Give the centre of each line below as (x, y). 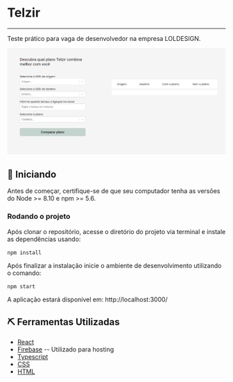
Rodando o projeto (39, 217)
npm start (21, 286)
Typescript (33, 357)
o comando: (24, 273)
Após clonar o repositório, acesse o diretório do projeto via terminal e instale (116, 231)
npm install (24, 252)
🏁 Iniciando (32, 174)
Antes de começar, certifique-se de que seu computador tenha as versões (114, 191)
